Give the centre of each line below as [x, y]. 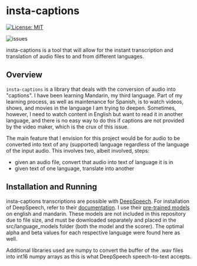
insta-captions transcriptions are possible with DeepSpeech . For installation [98, 201]
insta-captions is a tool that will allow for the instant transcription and [90, 50]
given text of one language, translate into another [74, 168]
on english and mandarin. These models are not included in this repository [96, 214]
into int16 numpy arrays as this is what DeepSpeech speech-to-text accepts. [99, 256]
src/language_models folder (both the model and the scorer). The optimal [95, 226]
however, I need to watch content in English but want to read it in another [95, 114]
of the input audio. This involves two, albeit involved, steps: [78, 150]
